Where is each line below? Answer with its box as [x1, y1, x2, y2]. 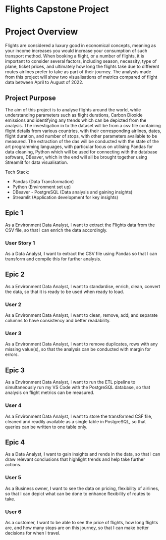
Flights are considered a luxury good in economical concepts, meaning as [5, 43, 156, 49]
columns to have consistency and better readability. [5, 318, 111, 324]
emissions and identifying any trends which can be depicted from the [5, 117, 147, 123]
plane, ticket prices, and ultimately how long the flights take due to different [5, 63, 160, 70]
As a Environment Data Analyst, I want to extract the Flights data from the [5, 222, 155, 228]
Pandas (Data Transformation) [12, 178, 74, 184]
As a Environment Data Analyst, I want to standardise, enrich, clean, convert [5, 283, 161, 289]
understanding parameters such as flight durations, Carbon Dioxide [5, 112, 143, 118]
